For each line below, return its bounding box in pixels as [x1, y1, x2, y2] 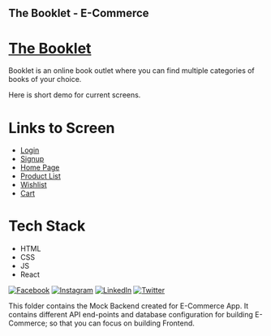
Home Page [19, 162, 60, 173]
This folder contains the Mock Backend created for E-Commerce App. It [8, 301, 249, 311]
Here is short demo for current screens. [8, 90, 141, 100]
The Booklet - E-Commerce [8, 6, 149, 20]
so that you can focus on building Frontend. [49, 318, 195, 328]
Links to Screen [8, 118, 115, 137]
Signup [19, 154, 45, 164]
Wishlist [19, 180, 47, 190]
